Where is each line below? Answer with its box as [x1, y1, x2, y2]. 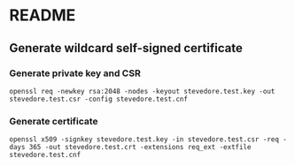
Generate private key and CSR [9, 67, 142, 79]
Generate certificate [9, 115, 99, 127]
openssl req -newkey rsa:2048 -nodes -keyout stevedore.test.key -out [9, 87, 276, 95]
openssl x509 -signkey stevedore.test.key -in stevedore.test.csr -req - [9, 135, 288, 144]
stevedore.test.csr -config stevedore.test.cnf [9, 94, 189, 103]
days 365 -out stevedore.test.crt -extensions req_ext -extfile [9, 143, 252, 152]
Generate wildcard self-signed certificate [9, 41, 244, 56]
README [9, 5, 76, 26]
